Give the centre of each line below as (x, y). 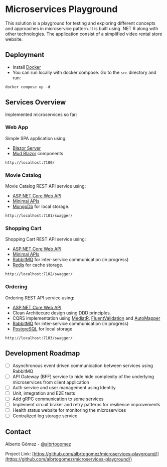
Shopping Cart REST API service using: (46, 239)
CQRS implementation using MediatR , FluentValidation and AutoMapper (86, 318)
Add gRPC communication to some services (58, 399)
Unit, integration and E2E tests (44, 393)
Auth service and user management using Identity (64, 387)
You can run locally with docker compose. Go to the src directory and (84, 72)
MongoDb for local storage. (41, 206)
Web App (17, 128)
